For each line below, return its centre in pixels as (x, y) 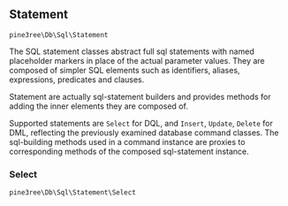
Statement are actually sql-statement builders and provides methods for (140, 96)
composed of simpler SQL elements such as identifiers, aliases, (125, 70)
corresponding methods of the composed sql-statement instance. (129, 151)
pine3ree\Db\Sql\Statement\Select (73, 193)
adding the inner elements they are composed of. (99, 106)
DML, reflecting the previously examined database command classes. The (144, 133)
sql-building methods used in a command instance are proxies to (127, 141)
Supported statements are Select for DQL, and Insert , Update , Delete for (141, 123)
